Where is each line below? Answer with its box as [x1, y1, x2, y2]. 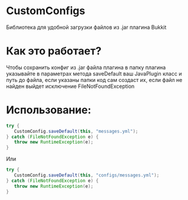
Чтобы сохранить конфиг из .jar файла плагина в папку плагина [6, 64, 166, 71]
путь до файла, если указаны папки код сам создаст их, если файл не [6, 76, 183, 83]
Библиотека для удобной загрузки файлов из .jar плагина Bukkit [6, 24, 167, 31]
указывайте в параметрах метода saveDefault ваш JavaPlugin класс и [6, 70, 182, 77]
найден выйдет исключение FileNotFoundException [6, 83, 135, 90]
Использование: [6, 103, 91, 117]
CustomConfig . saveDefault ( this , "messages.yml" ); [14, 128, 138, 134]
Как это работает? [6, 44, 102, 58]
